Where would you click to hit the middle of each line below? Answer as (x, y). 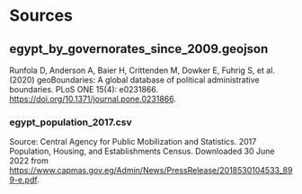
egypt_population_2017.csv (71, 122)
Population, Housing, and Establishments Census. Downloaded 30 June (142, 151)
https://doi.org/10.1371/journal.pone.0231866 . (93, 99)
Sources (41, 16)
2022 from (29, 161)
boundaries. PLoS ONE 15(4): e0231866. (84, 89)
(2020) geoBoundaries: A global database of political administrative (134, 80)
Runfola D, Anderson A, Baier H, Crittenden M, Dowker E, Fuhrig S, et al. (142, 70)
